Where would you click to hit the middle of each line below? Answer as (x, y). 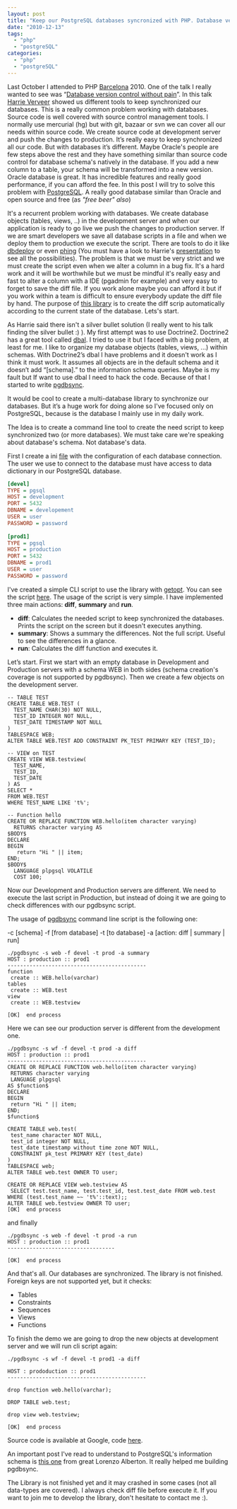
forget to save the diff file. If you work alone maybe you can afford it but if (115, 288)
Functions (32, 1324)
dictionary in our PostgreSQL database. (65, 470)
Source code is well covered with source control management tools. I (108, 117)
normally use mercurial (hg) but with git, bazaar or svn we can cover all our (116, 124)
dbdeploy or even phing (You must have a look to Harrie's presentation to (114, 250)
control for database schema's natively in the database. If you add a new (113, 162)
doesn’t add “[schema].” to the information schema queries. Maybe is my (114, 369)
